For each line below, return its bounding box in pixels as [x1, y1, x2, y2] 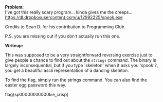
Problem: [5, 4, 24, 10]
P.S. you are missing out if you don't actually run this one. [5, 34, 121, 39]
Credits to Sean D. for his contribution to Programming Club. [5, 24, 126, 30]
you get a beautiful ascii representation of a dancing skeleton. [5, 68, 129, 73]
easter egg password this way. [5, 82, 67, 88]
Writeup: [5, 43, 23, 48]
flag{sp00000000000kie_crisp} [5, 92, 69, 97]
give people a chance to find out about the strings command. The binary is [5, 57, 157, 63]
